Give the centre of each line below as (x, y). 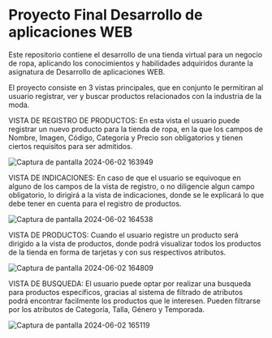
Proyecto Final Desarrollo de (106, 15)
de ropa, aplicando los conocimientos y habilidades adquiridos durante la (131, 63)
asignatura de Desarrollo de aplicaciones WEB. (87, 71)
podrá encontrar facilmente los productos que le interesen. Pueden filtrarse (135, 301)
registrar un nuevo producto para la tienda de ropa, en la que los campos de (136, 129)
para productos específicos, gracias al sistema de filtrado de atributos (126, 292)
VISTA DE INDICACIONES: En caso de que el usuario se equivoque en (125, 178)
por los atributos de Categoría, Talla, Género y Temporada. (107, 309)
